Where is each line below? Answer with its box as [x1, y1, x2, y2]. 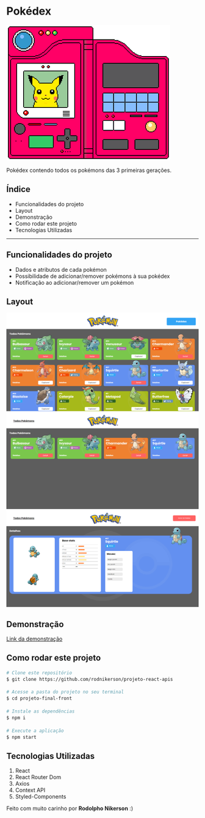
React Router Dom [15, 774, 62, 781]
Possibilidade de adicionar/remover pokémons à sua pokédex [15, 272, 170, 280]
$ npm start [6, 734, 37, 740]
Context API [15, 786, 46, 794]
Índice [6, 184, 31, 194]
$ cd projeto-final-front [6, 695, 72, 702]
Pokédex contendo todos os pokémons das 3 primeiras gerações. [6, 166, 172, 174]
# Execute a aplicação [6, 727, 64, 734]
